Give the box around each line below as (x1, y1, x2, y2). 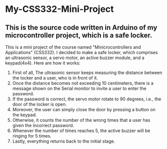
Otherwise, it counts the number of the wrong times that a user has (12, 117, 151, 123)
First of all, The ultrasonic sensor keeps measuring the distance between (12, 70, 163, 75)
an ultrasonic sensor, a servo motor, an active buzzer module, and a (5, 55, 145, 61)
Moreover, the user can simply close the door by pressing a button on (12, 107, 156, 112)
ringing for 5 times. (12, 133, 52, 139)
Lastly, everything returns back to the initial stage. (12, 138, 116, 144)
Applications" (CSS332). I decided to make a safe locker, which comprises (5, 50, 158, 55)
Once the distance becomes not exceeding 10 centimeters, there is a (12, 80, 154, 86)
